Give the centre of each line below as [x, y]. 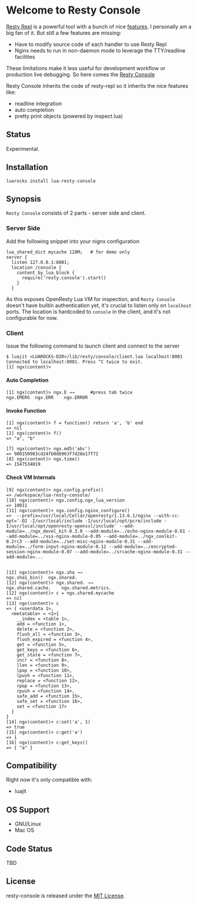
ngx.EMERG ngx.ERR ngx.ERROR [47, 398]
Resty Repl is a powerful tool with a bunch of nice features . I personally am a [99, 27]
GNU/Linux [28, 824]
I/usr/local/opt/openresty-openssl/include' [61, 526]
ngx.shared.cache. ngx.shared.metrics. [59, 588]
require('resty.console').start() [64, 278]
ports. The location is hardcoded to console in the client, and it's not [88, 311]
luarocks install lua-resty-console [51, 181]
